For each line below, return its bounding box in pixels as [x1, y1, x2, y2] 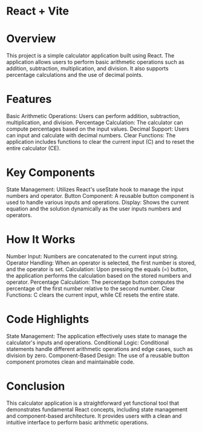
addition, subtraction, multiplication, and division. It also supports [6, 65, 169, 72]
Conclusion [6, 379, 65, 393]
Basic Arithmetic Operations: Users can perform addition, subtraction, [6, 113, 180, 120]
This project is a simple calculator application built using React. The [6, 52, 175, 59]
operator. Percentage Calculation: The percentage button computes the [6, 278, 184, 286]
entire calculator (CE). [6, 145, 61, 152]
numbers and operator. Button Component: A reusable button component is [6, 192, 195, 199]
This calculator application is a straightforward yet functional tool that [6, 399, 180, 407]
